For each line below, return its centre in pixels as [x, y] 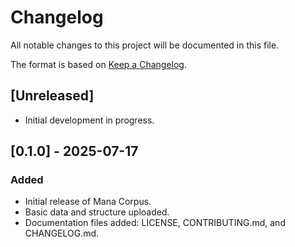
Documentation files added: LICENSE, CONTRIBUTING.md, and [155, 223]
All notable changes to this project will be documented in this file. [145, 45]
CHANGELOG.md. [62, 233]
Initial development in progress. [89, 120]
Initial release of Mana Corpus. [88, 202]
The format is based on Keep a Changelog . [98, 64]
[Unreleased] [52, 96]
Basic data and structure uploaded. [97, 212]
